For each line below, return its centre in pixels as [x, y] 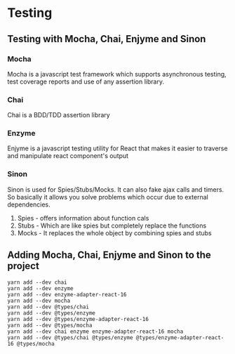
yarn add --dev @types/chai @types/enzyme [70, 337]
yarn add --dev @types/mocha [50, 325]
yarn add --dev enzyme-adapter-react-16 [67, 294]
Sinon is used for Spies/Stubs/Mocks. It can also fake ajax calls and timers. [116, 189]
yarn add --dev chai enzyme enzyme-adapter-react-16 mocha [95, 332]
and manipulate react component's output [68, 156]
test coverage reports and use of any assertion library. [86, 81]
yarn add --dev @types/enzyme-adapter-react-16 [78, 319]
